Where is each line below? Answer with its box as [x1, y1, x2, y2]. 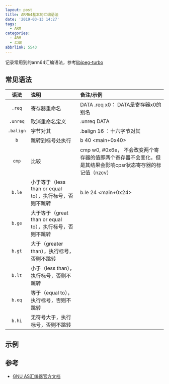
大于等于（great [31, 209, 69, 216]
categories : [5, 31, 30, 36]
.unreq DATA [80, 118, 110, 125]
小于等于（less [31, 179, 66, 186]
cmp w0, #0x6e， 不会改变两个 [80, 146, 154, 153]
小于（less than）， [31, 265, 75, 272]
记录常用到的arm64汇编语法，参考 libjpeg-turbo [5, 59, 104, 65]
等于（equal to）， [31, 289, 73, 296]
